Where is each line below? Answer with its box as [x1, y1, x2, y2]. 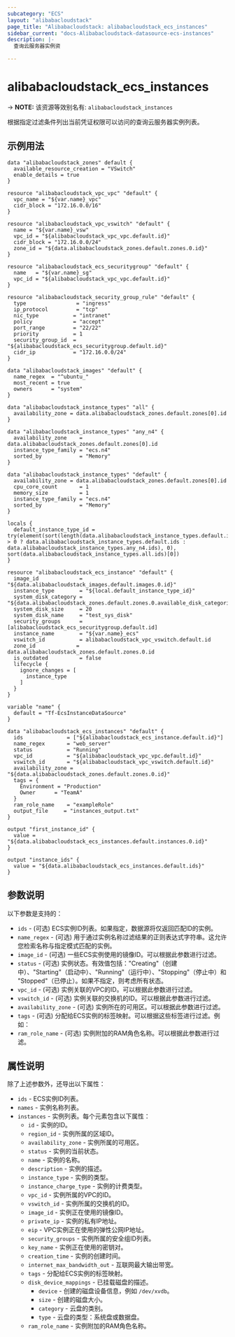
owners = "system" [13, 385, 83, 392]
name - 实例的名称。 [27, 1156, 84, 1164]
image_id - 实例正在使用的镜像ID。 [27, 1208, 127, 1217]
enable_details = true [13, 171, 80, 178]
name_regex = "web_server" [13, 740, 111, 747]
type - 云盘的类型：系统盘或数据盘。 [38, 1313, 143, 1322]
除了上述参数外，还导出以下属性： [7, 1080, 106, 1088]
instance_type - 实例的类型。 [27, 1173, 112, 1182]
